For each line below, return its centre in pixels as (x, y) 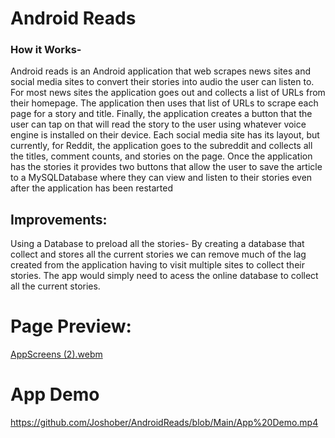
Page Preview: (71, 326)
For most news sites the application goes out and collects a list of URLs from (168, 93)
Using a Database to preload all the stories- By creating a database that (157, 244)
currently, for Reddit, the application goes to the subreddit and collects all (161, 146)
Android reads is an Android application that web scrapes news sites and (160, 71)
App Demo (55, 394)
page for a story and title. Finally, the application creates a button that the (161, 114)
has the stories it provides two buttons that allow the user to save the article (166, 167)
